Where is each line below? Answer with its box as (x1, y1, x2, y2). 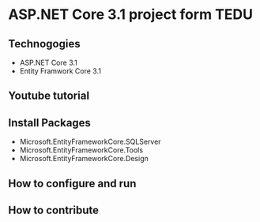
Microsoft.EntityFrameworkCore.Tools (19, 145, 144, 155)
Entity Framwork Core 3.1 (19, 66, 101, 76)
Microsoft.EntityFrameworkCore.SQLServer (19, 137, 161, 147)
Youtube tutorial (8, 89, 89, 103)
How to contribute (8, 203, 100, 216)
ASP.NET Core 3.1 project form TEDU (8, 6, 254, 24)
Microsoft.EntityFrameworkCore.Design (19, 154, 149, 164)
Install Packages (8, 116, 91, 130)
